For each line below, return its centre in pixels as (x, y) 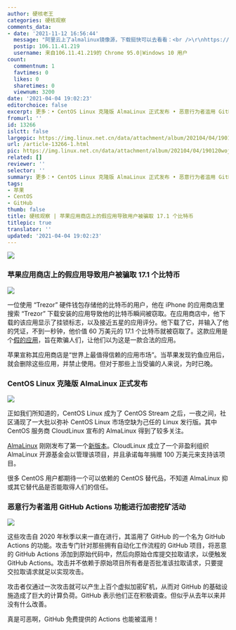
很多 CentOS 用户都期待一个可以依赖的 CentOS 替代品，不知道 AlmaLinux (114, 478)
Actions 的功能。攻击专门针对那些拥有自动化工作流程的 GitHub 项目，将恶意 (117, 546)
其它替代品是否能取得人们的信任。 (63, 487)
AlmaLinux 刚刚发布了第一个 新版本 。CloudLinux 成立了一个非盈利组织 (108, 445)
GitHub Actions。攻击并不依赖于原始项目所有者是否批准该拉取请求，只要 (112, 563)
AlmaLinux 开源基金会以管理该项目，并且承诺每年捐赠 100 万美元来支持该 (113, 454)
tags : (15, 183)
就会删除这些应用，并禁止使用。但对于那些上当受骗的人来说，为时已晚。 (112, 363)
